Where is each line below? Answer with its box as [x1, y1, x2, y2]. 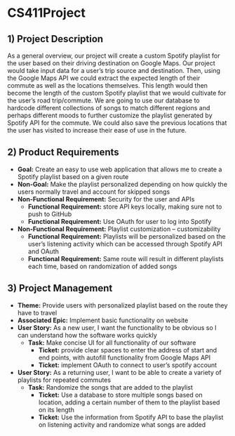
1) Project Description [7, 33, 104, 45]
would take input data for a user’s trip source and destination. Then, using [7, 67, 221, 74]
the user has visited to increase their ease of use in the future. [7, 126, 187, 134]
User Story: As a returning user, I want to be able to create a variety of [17, 368, 222, 376]
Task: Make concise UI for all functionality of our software [27, 338, 196, 347]
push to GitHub [27, 209, 72, 218]
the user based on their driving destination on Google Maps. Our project [7, 59, 215, 67]
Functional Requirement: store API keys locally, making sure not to [27, 202, 222, 211]
